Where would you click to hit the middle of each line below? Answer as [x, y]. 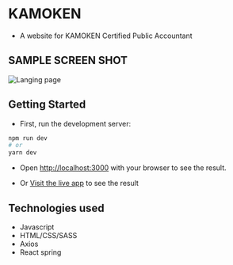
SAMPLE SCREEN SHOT [68, 61]
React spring [40, 252]
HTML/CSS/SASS [48, 235]
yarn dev [23, 153]
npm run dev [28, 138]
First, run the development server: [75, 123]
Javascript [37, 227]
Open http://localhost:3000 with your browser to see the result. [123, 168]
